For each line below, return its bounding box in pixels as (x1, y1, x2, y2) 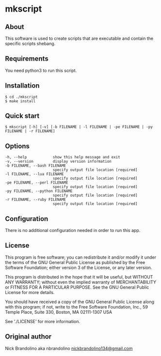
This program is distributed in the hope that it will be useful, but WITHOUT (5, 274, 153, 279)
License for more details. (5, 289, 55, 295)
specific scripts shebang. (5, 41, 56, 46)
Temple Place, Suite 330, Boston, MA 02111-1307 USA (5, 309, 113, 315)
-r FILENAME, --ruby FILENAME (5, 197, 66, 202)
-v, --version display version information (5, 159, 112, 164)
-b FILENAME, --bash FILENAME (5, 163, 66, 168)
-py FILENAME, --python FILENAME (5, 189, 73, 194)
